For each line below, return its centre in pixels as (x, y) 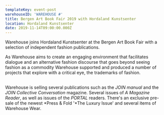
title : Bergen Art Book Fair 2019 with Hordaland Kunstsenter (71, 19)
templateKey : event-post (31, 10)
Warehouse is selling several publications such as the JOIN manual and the (82, 87)
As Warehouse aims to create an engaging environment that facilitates (77, 57)
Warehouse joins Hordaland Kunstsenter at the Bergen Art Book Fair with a (81, 42)
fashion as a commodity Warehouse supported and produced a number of (81, 68)
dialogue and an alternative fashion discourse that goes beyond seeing (78, 62)
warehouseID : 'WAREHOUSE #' (34, 14)
